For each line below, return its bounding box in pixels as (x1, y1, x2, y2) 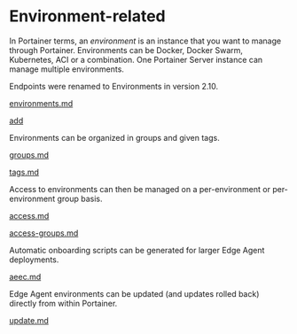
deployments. (9, 254, 59, 265)
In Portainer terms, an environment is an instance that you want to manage (9, 35, 282, 46)
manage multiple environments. (9, 64, 124, 74)
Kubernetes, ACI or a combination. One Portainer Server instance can (9, 54, 263, 65)
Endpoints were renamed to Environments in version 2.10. (9, 81, 219, 91)
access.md (9, 210, 50, 221)
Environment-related (9, 6, 166, 27)
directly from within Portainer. (9, 298, 118, 308)
